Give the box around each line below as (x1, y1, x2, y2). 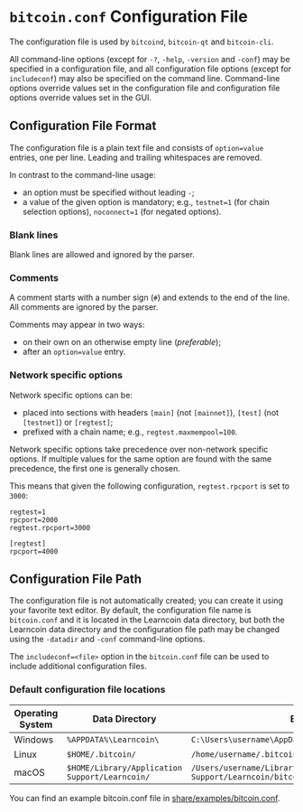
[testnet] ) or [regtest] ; (22, 416, 114, 427)
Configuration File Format (9, 118, 157, 134)
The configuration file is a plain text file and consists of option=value (9, 142, 264, 153)
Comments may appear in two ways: (9, 319, 145, 331)
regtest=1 (9, 508, 47, 517)
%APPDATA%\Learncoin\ (66, 734, 160, 744)
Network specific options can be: (9, 389, 133, 400)
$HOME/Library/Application (66, 762, 183, 773)
